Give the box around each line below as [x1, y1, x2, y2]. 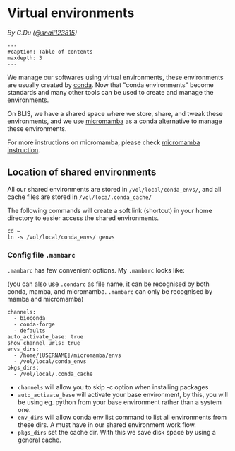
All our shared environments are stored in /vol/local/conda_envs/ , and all [7, 185, 222, 193]
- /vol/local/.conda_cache [13, 370, 93, 378]
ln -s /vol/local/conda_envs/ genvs [7, 234, 115, 241]
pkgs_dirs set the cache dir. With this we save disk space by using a [17, 428, 217, 437]
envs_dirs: [7, 346, 40, 353]
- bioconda [13, 315, 46, 322]
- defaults [13, 327, 46, 334]
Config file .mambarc [7, 250, 76, 260]
